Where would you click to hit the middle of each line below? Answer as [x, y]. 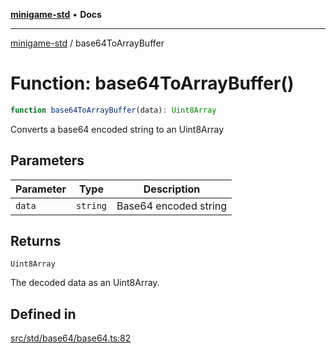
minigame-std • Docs [56, 14]
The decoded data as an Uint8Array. [85, 283]
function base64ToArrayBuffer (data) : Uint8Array [113, 110]
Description [172, 189]
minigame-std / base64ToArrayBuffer [87, 43]
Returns [36, 241]
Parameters [47, 160]
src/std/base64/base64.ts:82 [71, 338]
